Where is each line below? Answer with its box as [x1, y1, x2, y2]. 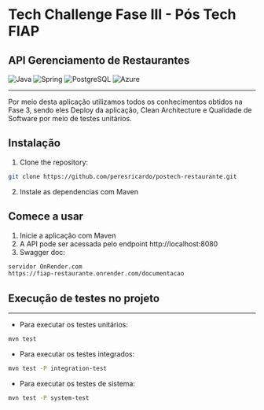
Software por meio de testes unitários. [8, 114, 132, 123]
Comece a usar [8, 210, 84, 223]
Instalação [8, 136, 61, 150]
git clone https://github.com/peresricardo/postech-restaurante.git [8, 172, 237, 180]
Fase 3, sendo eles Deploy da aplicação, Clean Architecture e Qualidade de [8, 105, 252, 115]
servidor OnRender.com [8, 262, 82, 271]
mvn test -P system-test [8, 393, 90, 402]
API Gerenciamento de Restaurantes [8, 54, 190, 67]
